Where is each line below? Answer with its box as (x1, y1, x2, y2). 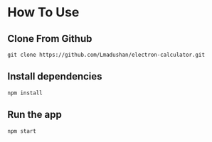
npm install (7, 89, 43, 97)
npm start (7, 127, 37, 135)
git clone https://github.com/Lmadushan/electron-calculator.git (7, 51, 205, 58)
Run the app (7, 109, 62, 121)
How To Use (7, 4, 80, 21)
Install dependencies (7, 70, 102, 82)
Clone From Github (7, 33, 92, 45)
